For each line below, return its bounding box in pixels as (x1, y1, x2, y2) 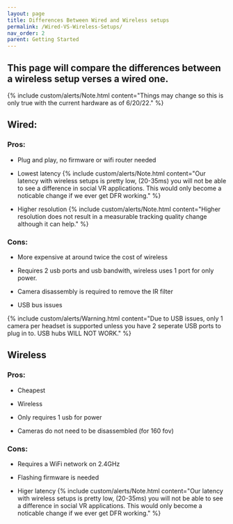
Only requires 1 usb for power (17, 413, 102, 422)
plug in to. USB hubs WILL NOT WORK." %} (7, 329, 132, 337)
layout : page (7, 10, 45, 17)
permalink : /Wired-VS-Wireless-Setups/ (7, 23, 123, 30)
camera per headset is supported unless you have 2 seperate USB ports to (7, 321, 221, 330)
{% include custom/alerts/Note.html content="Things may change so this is (7, 91, 224, 100)
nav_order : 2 (7, 29, 45, 37)
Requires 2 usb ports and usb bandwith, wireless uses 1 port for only (17, 266, 214, 275)
